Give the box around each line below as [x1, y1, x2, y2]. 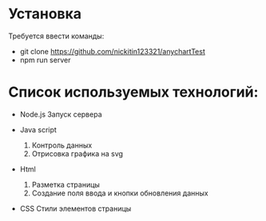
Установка [8, 5, 82, 23]
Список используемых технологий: [8, 83, 259, 101]
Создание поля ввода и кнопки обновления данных [31, 188, 209, 198]
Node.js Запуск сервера [19, 109, 102, 119]
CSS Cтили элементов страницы [19, 203, 132, 213]
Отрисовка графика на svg [31, 148, 124, 158]
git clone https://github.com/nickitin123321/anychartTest [19, 46, 205, 56]
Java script [19, 124, 58, 134]
